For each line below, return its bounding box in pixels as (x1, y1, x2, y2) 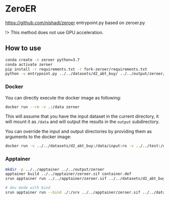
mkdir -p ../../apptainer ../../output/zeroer (5, 167, 105, 172)
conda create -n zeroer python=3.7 (5, 57, 80, 62)
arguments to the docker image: (5, 134, 71, 140)
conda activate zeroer (5, 62, 53, 67)
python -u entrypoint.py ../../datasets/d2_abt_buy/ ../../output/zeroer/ (5, 71, 165, 76)
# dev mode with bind (5, 185, 51, 190)
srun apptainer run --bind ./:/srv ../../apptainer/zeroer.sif (5, 190, 141, 195)
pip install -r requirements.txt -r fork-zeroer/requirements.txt (5, 66, 147, 72)
